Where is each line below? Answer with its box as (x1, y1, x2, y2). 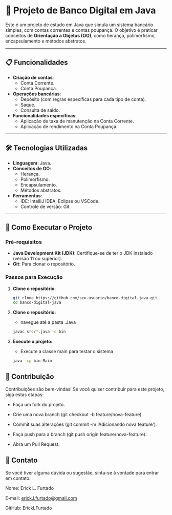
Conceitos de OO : (12, 165, 51, 171)
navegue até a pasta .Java (20, 319, 76, 325)
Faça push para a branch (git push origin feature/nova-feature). (12, 431, 147, 437)
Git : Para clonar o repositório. (12, 261, 75, 267)
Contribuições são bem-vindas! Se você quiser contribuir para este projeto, (5, 386, 165, 392)
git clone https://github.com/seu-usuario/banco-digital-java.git (12, 295, 158, 300)
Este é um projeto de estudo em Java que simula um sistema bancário (5, 22, 154, 28)
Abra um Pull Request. (12, 441, 60, 447)
